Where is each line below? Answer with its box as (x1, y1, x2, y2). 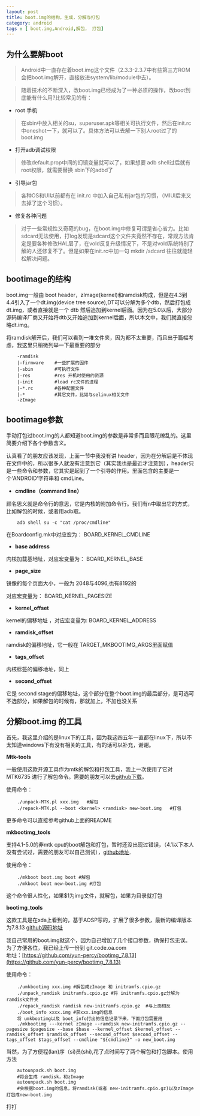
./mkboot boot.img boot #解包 (17, 874, 91, 880)
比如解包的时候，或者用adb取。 (6, 508, 84, 515)
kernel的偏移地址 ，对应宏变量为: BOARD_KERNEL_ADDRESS (6, 616, 157, 624)
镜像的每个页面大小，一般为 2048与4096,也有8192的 (6, 580, 137, 587)
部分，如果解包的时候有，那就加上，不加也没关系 (16, 697, 138, 704)
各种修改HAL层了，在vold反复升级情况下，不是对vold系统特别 (37, 240, 189, 247)
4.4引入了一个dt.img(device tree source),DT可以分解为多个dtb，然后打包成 (6, 298, 191, 306)
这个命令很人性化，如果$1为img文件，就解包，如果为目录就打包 (6, 892, 163, 899)
